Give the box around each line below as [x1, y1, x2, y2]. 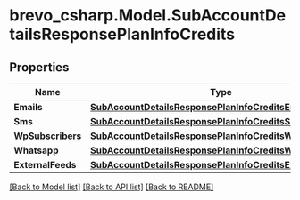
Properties [9, 60, 70, 75]
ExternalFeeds [13, 159, 77, 171]
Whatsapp [13, 144, 60, 156]
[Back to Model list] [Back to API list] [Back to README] [9, 181, 214, 192]
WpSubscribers [13, 130, 82, 142]
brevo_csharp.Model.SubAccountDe [9, 5, 287, 26]
